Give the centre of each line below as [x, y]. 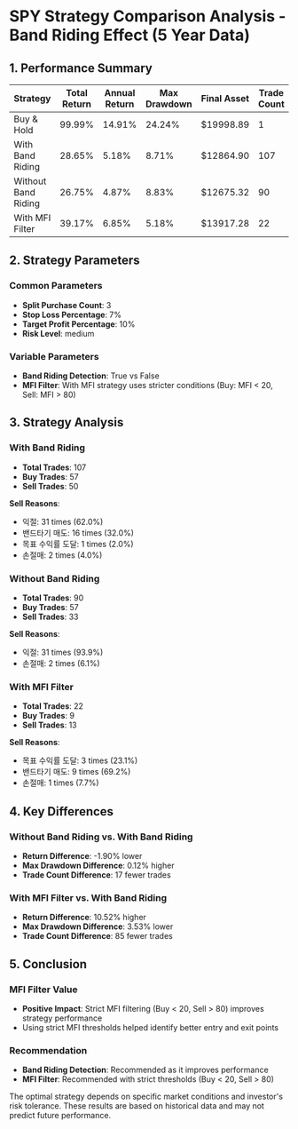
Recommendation [48, 1050]
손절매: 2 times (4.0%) [62, 555]
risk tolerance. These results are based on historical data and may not [137, 1106]
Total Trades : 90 [53, 598]
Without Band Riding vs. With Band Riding [101, 837]
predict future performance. [60, 1116]
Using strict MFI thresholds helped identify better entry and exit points [150, 1027]
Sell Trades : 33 [50, 616]
